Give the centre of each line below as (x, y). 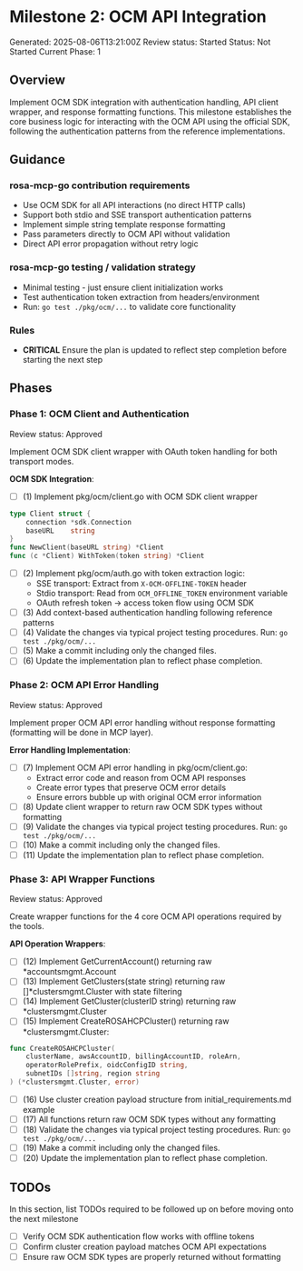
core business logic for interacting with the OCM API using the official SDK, (150, 121)
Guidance (37, 160)
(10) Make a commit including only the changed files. (121, 845)
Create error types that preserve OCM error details (131, 787)
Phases (31, 388)
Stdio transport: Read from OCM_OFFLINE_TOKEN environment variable (162, 594)
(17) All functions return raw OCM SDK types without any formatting (149, 1119)
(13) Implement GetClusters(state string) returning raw (124, 981)
